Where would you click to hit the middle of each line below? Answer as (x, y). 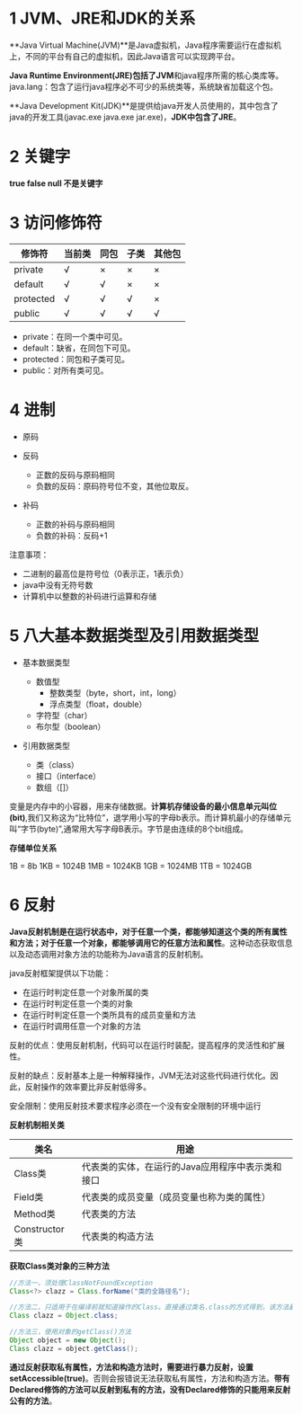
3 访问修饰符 (56, 223)
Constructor (39, 1229)
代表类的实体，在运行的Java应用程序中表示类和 (182, 1167)
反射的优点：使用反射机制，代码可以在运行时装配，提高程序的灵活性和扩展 (147, 1045)
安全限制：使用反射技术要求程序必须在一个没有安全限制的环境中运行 (135, 1106)
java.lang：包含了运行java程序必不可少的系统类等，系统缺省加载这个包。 (144, 86)
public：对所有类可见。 (65, 370)
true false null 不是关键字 (56, 183)
